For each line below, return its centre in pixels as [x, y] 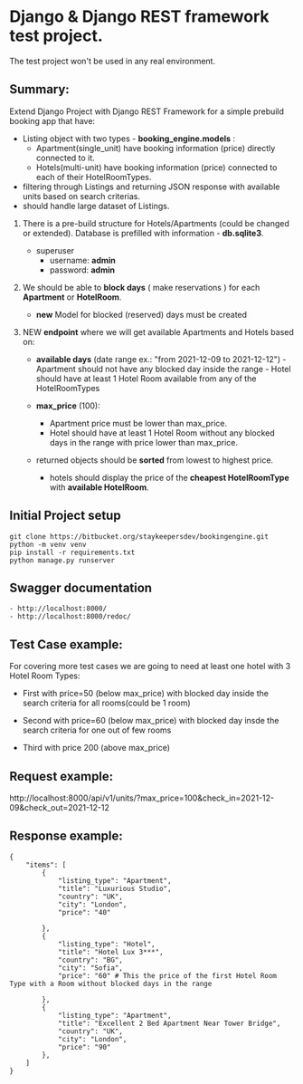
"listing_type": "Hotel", [106, 944]
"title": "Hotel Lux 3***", [111, 952]
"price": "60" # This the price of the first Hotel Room [167, 975]
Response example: [66, 836]
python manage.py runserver [62, 560]
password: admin [82, 270]
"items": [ [46, 865]
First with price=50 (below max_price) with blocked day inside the [146, 694]
